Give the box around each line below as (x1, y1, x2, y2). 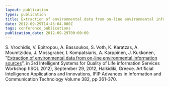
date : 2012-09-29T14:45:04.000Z (5, 21, 73, 26)
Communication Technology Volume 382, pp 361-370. (5, 76, 117, 82)
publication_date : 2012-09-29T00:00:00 (5, 30, 89, 35)
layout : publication (5, 7, 49, 12)
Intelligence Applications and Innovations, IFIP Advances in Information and (5, 71, 162, 76)
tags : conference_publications (5, 26, 71, 31)
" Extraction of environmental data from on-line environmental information (5, 55, 157, 60)
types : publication (5, 12, 46, 17)
